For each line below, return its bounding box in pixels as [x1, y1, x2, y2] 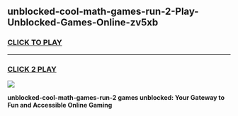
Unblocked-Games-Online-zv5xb [7, 17, 159, 29]
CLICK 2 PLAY [7, 64, 57, 74]
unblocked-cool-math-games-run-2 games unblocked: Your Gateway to [7, 93, 225, 101]
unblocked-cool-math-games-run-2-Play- [7, 6, 199, 18]
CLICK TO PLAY [7, 38, 62, 48]
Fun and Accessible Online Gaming [7, 101, 113, 109]
